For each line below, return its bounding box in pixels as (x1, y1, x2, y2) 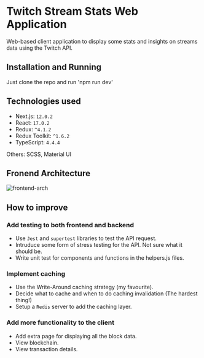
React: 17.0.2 (15, 119, 50, 126)
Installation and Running (6, 62, 102, 72)
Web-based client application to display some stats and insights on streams (6, 37, 198, 45)
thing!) (15, 297, 33, 304)
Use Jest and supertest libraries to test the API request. (15, 235, 157, 242)
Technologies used (6, 96, 81, 107)
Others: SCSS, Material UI (6, 150, 72, 158)
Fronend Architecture (6, 168, 91, 179)
